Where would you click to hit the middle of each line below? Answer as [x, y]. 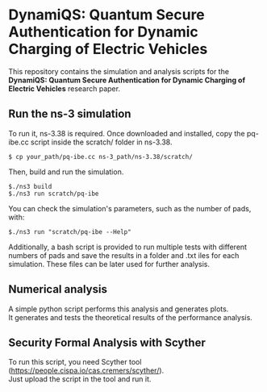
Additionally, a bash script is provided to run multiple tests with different [128, 247]
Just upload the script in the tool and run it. [80, 379]
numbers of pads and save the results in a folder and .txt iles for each [124, 255]
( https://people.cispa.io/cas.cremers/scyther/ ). [86, 371]
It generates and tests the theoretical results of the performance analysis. [130, 317]
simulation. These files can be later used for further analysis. [109, 264]
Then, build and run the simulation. [66, 172]
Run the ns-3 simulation [70, 114]
